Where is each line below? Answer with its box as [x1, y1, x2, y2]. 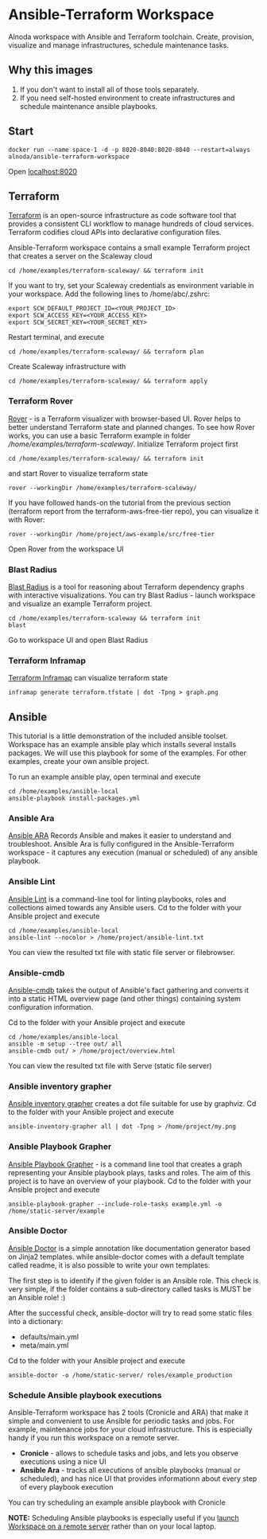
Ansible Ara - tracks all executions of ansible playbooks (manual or [19, 1466, 241, 1475]
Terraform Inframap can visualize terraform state [8, 673, 168, 683]
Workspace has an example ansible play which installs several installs [8, 740, 237, 750]
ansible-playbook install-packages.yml [8, 794, 141, 803]
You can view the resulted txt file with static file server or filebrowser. [8, 947, 235, 957]
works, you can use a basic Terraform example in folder [8, 431, 191, 440]
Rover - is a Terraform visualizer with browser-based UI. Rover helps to [8, 414, 241, 423]
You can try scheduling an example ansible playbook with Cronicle [8, 1498, 226, 1507]
